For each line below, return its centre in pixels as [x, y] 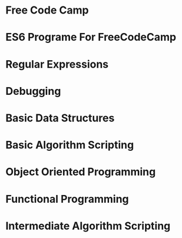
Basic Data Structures [60, 118]
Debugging [33, 91]
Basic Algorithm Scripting [70, 145]
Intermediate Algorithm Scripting [88, 226]
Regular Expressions [57, 64]
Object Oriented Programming [81, 172]
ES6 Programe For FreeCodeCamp [91, 37]
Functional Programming [67, 199]
